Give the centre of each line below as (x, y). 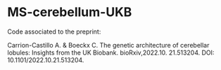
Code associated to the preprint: (54, 31)
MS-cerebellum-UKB (70, 12)
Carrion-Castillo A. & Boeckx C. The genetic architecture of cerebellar (108, 45)
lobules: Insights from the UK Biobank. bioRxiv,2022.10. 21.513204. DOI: (111, 52)
